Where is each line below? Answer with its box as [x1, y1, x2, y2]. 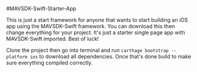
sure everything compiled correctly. [6, 59, 93, 66]
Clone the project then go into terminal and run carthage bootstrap [6, 47, 169, 54]
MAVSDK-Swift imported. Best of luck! [6, 35, 99, 42]
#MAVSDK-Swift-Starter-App [6, 5, 77, 12]
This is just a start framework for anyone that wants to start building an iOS [6, 17, 188, 23]
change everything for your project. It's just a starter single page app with [6, 29, 185, 36]
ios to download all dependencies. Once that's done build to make [29, 53, 192, 60]
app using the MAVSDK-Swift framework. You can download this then [6, 23, 175, 30]
